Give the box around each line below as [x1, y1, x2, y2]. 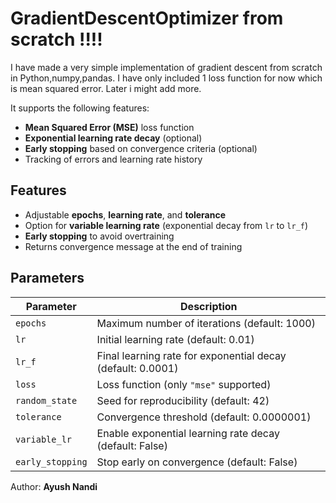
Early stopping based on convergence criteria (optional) [24, 142, 258, 154]
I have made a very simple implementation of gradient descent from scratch [10, 61, 323, 73]
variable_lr [15, 433, 73, 445]
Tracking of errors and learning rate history [24, 153, 203, 165]
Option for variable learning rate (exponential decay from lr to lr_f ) [24, 219, 309, 231]
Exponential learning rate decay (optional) [24, 132, 203, 144]
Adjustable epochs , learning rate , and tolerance [24, 208, 227, 221]
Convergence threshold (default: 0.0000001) [96, 410, 312, 424]
